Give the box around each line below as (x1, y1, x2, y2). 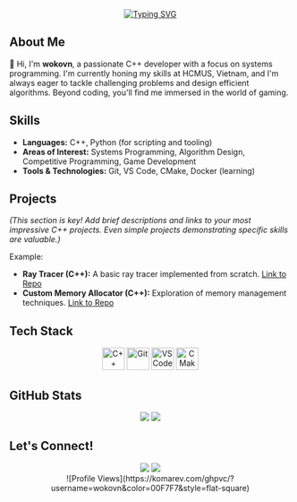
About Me (9, 35, 65, 50)
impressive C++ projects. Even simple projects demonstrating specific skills (9, 224, 289, 236)
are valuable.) (9, 234, 61, 245)
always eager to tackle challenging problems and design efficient (9, 77, 250, 88)
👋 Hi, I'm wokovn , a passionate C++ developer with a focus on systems (9, 58, 273, 69)
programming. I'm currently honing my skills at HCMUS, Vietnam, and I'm (9, 67, 279, 79)
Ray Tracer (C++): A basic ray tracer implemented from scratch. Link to (21, 269, 287, 280)
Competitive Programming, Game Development (21, 156, 197, 167)
